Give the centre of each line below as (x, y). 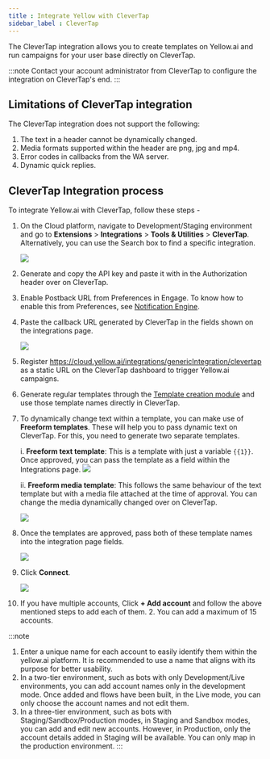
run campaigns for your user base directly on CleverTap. (102, 55)
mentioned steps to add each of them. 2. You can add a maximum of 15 (138, 612)
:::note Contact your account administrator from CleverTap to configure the (133, 70)
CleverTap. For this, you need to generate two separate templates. (130, 436)
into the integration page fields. (72, 542)
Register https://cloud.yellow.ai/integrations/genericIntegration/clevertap (141, 362)
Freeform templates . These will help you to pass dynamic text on (129, 427)
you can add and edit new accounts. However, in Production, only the (135, 729)
